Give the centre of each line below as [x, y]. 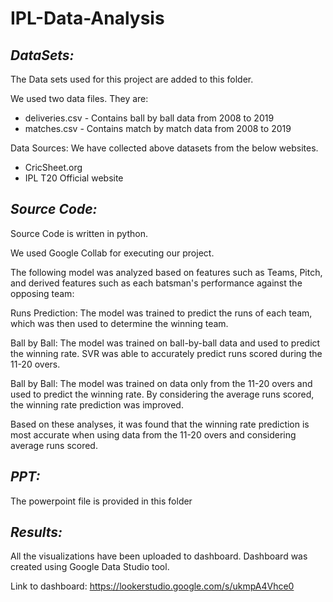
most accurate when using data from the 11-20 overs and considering [153, 434]
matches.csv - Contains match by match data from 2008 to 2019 [158, 128]
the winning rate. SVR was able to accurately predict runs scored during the [166, 353]
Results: [36, 532]
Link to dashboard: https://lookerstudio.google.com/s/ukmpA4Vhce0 [152, 586]
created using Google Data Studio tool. [90, 567]
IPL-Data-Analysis [87, 18]
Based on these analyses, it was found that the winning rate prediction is [160, 424]
